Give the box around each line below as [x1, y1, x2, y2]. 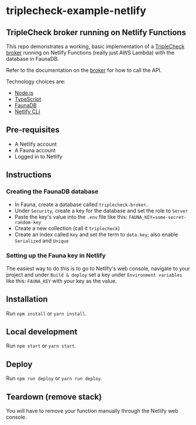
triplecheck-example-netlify [6, 4, 146, 18]
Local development [6, 327, 78, 337]
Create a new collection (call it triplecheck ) [14, 224, 120, 232]
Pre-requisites [6, 125, 60, 135]
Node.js [14, 90, 34, 96]
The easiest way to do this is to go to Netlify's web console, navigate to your [6, 265, 190, 272]
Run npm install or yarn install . [6, 310, 87, 317]
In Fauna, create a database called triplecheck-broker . [14, 201, 148, 208]
